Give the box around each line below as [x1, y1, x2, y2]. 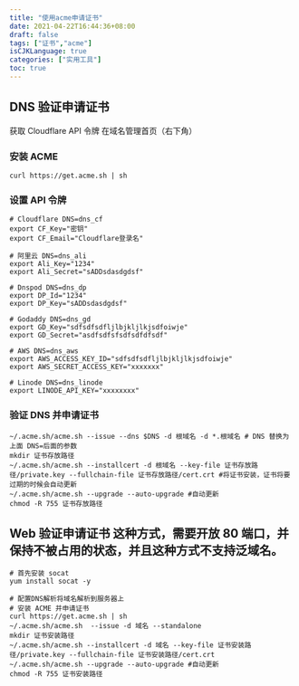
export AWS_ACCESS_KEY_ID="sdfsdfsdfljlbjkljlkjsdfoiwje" [9, 355, 233, 364]
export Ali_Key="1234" [9, 260, 95, 269]
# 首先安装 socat [9, 569, 70, 578]
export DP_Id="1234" [9, 291, 88, 300]
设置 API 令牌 [9, 194, 67, 206]
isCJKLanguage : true [9, 47, 88, 56]
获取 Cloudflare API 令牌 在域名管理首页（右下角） [9, 125, 198, 136]
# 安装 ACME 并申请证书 [9, 604, 90, 614]
